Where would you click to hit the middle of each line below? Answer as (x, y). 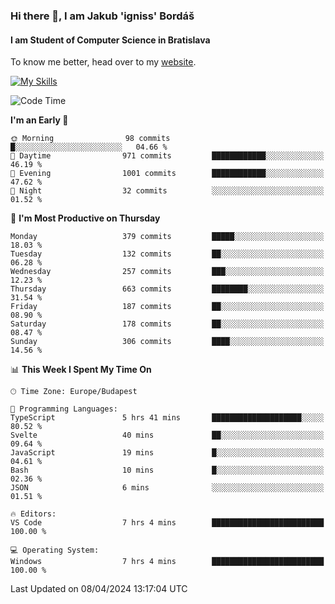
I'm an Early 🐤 (39, 120)
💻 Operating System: (55, 550)
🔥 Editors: (33, 514)
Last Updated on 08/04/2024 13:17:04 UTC (99, 589)
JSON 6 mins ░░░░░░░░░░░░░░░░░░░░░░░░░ (167, 488)
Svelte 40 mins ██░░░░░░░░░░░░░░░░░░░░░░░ (167, 435)
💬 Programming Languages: (64, 409)
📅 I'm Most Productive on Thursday (85, 218)
